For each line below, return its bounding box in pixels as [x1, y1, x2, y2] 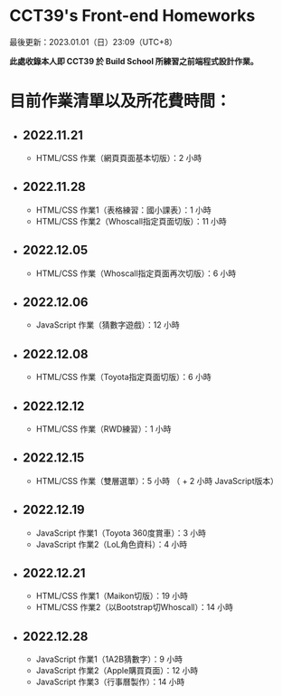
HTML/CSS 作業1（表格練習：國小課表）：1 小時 [35, 205, 212, 215]
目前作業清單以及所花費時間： [9, 91, 232, 111]
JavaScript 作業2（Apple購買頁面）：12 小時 [35, 665, 199, 676]
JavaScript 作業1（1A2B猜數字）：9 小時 [35, 653, 183, 665]
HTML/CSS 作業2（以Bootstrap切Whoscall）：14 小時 [35, 602, 233, 613]
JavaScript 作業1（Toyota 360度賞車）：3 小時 [35, 527, 206, 539]
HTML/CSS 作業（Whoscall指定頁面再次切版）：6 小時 [35, 268, 237, 279]
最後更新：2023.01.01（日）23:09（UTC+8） [9, 36, 178, 47]
